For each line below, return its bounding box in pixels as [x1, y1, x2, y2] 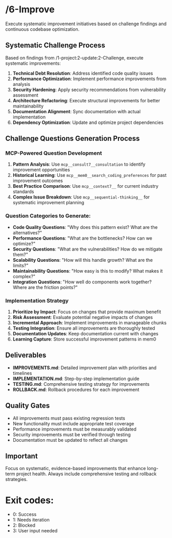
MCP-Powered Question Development [5, 150, 102, 157]
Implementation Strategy [5, 297, 69, 304]
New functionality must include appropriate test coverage [12, 420, 135, 426]
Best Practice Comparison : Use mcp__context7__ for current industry [12, 183, 159, 189]
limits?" [12, 262, 29, 268]
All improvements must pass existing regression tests [12, 415, 125, 421]
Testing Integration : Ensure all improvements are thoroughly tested [12, 325, 155, 331]
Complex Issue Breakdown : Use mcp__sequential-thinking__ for [12, 194, 150, 200]
